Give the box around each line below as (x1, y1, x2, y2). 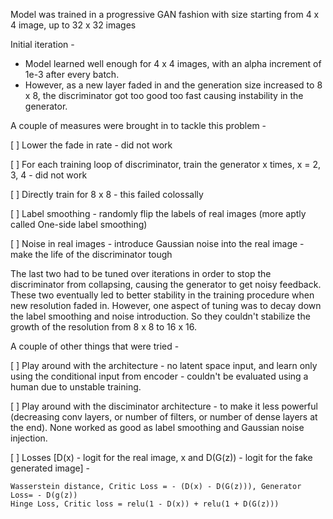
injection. (10, 432, 48, 444)
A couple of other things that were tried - (10, 340, 180, 352)
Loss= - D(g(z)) (10, 490, 78, 500)
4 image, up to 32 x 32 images (10, 19, 137, 31)
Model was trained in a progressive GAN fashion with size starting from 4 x (10, 9, 320, 20)
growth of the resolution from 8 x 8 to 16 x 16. (10, 321, 197, 333)
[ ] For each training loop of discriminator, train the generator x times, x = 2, (10, 159, 321, 170)
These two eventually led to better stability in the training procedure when (10, 289, 315, 301)
